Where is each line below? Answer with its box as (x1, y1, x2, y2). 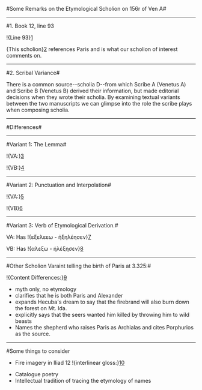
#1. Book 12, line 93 (6, 22, 54, 29)
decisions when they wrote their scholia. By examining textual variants (6, 94, 180, 101)
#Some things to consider (6, 347, 70, 355)
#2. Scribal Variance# (6, 69, 60, 76)
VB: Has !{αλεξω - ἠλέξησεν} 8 (6, 245, 84, 252)
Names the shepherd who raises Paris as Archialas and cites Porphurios (14, 324, 194, 331)
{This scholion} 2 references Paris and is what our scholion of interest (6, 46, 178, 53)
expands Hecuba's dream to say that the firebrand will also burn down (14, 298, 189, 305)
